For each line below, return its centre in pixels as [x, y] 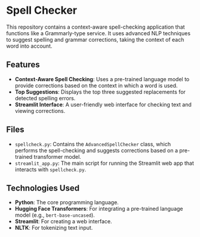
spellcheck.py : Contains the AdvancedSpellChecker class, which [93, 144]
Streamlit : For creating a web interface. [63, 221]
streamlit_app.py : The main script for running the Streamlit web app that [104, 163]
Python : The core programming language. [67, 202]
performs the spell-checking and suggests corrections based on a [96, 150]
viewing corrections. [40, 110]
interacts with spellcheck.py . [50, 169]
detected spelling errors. [45, 98]
